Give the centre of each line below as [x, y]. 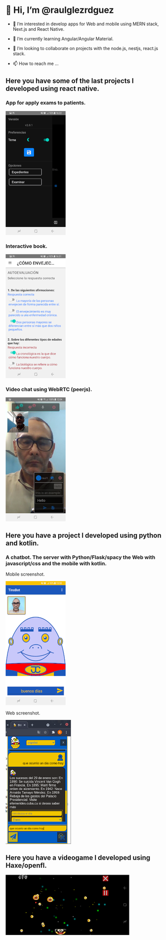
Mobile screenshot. [25, 574]
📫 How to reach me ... [36, 63]
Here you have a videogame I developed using [78, 858]
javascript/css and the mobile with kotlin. [56, 563]
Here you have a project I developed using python [84, 535]
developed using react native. [52, 89]
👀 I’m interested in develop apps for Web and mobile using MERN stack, [86, 24]
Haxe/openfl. [26, 865]
